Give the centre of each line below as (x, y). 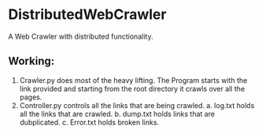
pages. (31, 97)
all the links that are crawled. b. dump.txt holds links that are (117, 114)
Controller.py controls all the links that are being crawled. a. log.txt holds (137, 105)
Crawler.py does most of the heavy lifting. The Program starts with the (133, 80)
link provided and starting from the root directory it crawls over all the (132, 88)
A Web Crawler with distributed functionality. (81, 36)
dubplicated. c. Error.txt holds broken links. (89, 122)
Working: (31, 61)
